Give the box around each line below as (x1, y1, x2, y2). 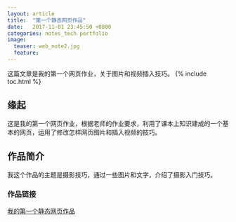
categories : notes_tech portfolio (7, 29, 109, 37)
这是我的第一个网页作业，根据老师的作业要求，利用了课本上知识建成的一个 (7, 119, 223, 127)
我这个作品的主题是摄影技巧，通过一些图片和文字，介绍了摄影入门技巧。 (7, 170, 216, 179)
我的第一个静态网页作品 (7, 207, 75, 215)
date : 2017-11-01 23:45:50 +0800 (7, 23, 112, 30)
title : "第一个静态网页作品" (7, 17, 86, 24)
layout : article (7, 10, 55, 18)
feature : (13, 50, 39, 57)
